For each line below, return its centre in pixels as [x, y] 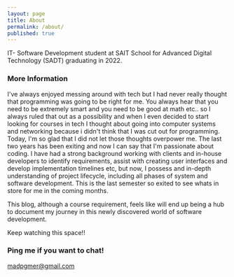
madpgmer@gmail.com [41, 266]
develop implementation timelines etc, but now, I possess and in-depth [109, 168]
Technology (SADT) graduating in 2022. [65, 61]
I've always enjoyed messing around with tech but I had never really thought [117, 94]
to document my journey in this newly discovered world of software [104, 211]
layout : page [26, 14]
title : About [26, 20]
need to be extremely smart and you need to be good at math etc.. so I [109, 108]
